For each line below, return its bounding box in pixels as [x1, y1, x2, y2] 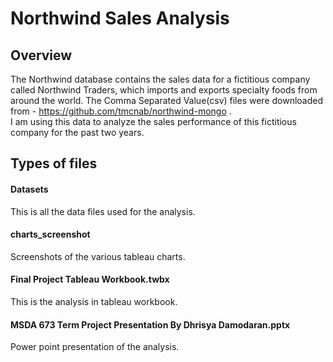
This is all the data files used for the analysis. [10, 205, 196, 217]
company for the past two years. [10, 127, 145, 138]
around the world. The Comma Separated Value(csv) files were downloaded [10, 95, 324, 106]
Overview [10, 47, 73, 64]
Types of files [10, 155, 98, 172]
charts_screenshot [10, 228, 91, 241]
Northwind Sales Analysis [10, 7, 230, 30]
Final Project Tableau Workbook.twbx [10, 273, 170, 286]
